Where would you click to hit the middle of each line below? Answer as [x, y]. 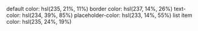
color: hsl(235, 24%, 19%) [39, 22]
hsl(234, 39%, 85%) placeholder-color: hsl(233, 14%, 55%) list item [107, 15]
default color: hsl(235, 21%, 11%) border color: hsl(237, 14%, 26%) [90, 9]
